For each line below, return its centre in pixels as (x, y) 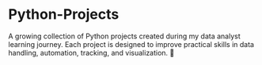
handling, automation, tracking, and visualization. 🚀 (91, 52)
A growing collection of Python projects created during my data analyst (125, 36)
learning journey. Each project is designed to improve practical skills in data (131, 44)
